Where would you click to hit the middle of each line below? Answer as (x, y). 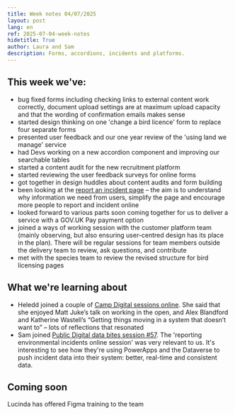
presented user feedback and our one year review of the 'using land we (122, 137)
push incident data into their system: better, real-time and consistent (117, 357)
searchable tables (44, 160)
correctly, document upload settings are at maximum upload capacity (119, 106)
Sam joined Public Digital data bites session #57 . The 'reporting (110, 335)
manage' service (42, 144)
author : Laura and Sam (41, 47)
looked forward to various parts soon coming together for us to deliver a (123, 212)
